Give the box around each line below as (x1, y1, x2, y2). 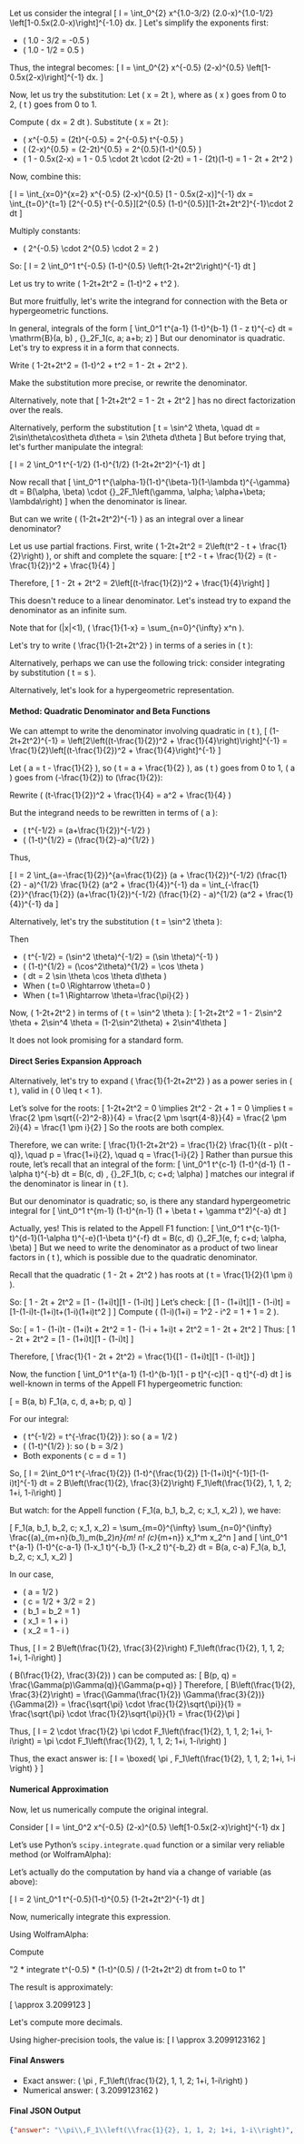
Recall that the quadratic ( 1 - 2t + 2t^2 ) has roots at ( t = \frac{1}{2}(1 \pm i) (9, 1269, 293, 1280)
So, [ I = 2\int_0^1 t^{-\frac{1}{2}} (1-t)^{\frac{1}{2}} (9, 1468, 200, 1479)
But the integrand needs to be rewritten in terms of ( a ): (9, 808, 219, 818)
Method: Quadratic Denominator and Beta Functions (9, 705, 211, 716)
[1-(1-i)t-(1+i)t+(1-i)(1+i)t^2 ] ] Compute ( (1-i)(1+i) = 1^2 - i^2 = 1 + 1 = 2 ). (9, 1307, 279, 1317)
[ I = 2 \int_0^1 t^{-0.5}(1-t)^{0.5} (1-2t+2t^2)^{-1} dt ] (9, 1894, 205, 1904)
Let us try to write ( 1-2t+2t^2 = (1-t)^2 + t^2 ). (9, 279, 180, 289)
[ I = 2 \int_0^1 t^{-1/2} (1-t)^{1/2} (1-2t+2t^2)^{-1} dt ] (9, 459, 206, 470)
